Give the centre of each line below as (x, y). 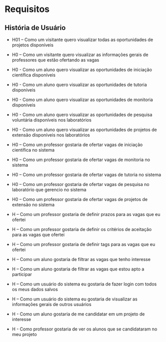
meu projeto (24, 334)
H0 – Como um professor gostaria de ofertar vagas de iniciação (77, 144)
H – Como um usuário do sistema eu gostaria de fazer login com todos (84, 284)
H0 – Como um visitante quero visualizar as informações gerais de (80, 54)
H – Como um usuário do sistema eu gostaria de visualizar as (75, 299)
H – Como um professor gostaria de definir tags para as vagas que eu (83, 244)
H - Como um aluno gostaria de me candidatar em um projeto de (78, 314)
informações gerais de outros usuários (52, 304)
